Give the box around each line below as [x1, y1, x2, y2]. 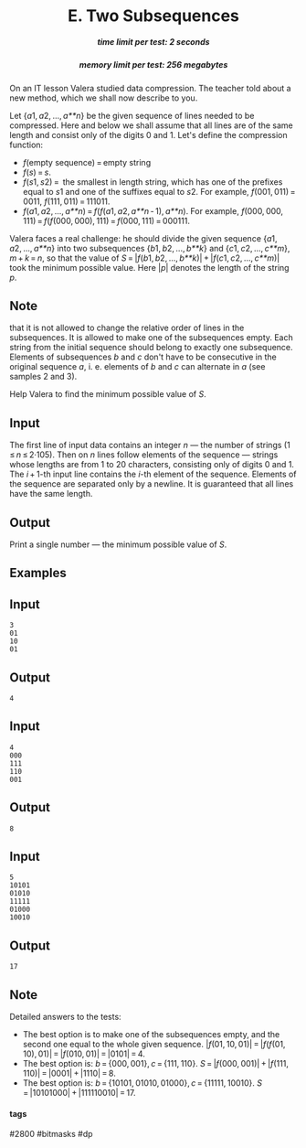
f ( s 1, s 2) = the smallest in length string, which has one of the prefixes [22, 176, 283, 188]
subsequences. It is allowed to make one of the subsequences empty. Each [9, 332, 294, 343]
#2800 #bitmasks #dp [9, 1129, 93, 1140]
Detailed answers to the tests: [9, 1012, 121, 1023]
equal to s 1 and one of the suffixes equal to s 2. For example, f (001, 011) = [22, 186, 296, 197]
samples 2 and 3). [9, 371, 78, 382]
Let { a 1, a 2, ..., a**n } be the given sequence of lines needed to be [9, 110, 255, 121]
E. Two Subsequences [67, 5, 240, 27]
